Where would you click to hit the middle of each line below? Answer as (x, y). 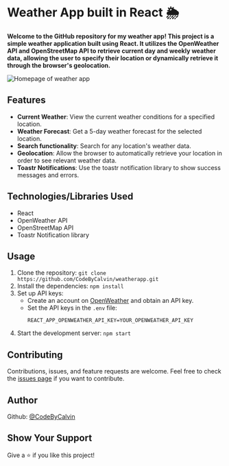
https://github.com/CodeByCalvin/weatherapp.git (88, 280)
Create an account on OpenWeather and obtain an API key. (110, 301)
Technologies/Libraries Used (70, 196)
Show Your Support (50, 438)
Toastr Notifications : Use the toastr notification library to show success (119, 167)
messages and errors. (48, 175)
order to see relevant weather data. (67, 160)
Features (26, 100)
